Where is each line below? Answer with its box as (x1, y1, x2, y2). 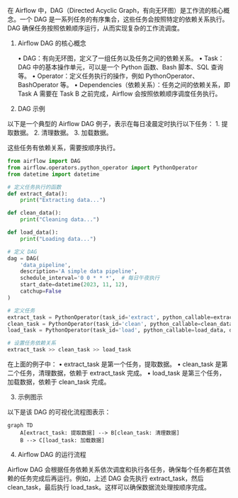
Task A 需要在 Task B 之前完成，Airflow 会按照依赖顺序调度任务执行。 (17, 89, 222, 98)
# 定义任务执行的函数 (7, 183, 62, 191)
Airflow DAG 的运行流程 (17, 451, 86, 458)
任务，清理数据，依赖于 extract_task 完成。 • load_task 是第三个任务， (19, 369, 225, 377)
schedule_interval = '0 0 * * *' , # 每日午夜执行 (20, 275, 160, 282)
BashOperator (17, 81, 59, 89)
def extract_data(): (7, 190, 69, 197)
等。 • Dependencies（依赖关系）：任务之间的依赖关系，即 (59, 81, 231, 89)
